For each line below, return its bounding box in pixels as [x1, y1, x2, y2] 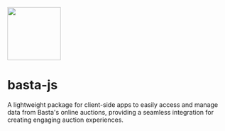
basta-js [7, 77, 58, 93]
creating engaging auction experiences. [7, 115, 124, 124]
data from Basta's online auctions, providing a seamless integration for [7, 108, 214, 116]
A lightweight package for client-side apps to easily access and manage [7, 100, 219, 109]
